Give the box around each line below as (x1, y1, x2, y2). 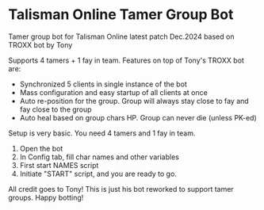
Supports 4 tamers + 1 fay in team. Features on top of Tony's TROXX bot (8, 55, 244, 65)
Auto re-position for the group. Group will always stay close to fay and (19, 96, 250, 105)
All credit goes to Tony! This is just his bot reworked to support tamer (8, 184, 234, 193)
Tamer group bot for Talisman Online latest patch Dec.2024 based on (8, 32, 235, 41)
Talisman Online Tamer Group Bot (8, 6, 234, 24)
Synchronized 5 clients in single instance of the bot (19, 79, 188, 89)
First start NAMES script (19, 160, 99, 170)
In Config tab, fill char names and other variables (19, 152, 180, 162)
